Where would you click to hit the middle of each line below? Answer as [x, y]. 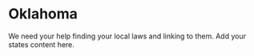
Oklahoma [43, 14]
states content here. [41, 44]
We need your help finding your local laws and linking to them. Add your [127, 36]
